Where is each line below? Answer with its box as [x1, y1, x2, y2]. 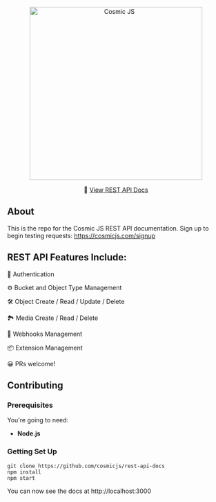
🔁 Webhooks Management [7, 330, 83, 338]
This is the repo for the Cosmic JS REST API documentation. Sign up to [7, 224, 209, 232]
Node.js [17, 429, 41, 438]
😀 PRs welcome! [7, 359, 56, 368]
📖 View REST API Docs [84, 186, 148, 194]
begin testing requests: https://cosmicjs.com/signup [7, 231, 156, 240]
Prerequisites [7, 400, 53, 410]
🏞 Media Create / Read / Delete [7, 314, 99, 322]
